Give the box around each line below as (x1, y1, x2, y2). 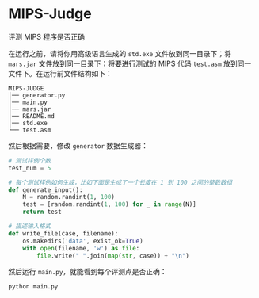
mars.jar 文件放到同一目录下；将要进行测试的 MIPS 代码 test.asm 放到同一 (8, 59, 252, 68)
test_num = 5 (8, 164, 51, 172)
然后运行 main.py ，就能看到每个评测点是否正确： (8, 267, 168, 277)
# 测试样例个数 (8, 156, 51, 165)
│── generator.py (8, 91, 66, 99)
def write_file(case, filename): (8, 229, 119, 238)
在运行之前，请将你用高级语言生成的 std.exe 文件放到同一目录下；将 (8, 48, 231, 58)
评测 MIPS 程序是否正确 (8, 32, 86, 41)
